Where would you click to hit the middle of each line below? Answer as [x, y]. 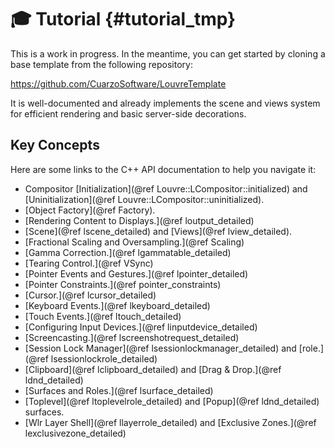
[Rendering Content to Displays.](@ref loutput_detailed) [139, 220]
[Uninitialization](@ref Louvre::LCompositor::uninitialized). [144, 199]
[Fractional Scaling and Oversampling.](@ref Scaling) [134, 242]
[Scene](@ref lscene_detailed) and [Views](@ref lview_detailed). [158, 231]
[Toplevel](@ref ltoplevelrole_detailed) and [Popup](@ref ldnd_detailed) [172, 401]
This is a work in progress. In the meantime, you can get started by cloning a [168, 53]
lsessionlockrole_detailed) [104, 358]
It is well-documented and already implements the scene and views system [165, 103]
